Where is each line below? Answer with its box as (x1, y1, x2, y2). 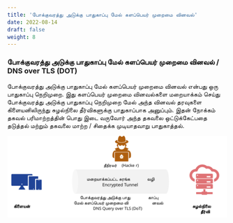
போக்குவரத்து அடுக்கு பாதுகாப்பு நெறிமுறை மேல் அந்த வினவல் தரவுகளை (7, 98, 202, 106)
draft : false (7, 26, 45, 33)
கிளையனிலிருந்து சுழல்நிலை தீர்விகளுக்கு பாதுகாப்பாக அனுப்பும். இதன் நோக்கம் (7, 106, 216, 114)
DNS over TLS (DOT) (7, 66, 78, 76)
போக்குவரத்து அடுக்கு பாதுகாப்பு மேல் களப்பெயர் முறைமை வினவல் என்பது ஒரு (7, 82, 218, 90)
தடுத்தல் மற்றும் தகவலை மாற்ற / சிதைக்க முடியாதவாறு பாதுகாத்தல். (7, 121, 185, 129)
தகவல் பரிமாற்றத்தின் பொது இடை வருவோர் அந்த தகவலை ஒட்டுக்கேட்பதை (7, 113, 208, 122)
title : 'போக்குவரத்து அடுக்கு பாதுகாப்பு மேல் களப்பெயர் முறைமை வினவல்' (7, 11, 198, 18)
